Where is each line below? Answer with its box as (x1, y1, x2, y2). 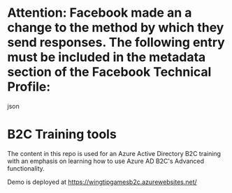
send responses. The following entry (7, 35, 225, 50)
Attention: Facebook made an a (7, 5, 192, 21)
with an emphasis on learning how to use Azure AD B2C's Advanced (7, 157, 205, 165)
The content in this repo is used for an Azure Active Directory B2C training (7, 149, 222, 157)
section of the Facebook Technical (7, 64, 212, 80)
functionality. (7, 164, 45, 172)
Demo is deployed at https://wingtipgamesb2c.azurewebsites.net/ (7, 178, 197, 186)
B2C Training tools (7, 127, 117, 142)
